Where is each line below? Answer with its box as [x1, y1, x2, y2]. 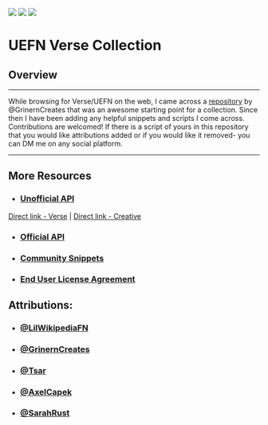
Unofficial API [19, 193, 75, 205]
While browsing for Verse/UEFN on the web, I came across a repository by [8, 96, 253, 106]
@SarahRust [19, 407, 70, 419]
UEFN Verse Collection [8, 37, 162, 55]
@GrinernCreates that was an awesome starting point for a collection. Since [8, 105, 258, 115]
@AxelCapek [19, 386, 73, 397]
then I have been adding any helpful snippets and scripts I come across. [8, 114, 245, 123]
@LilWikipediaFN [19, 322, 89, 333]
